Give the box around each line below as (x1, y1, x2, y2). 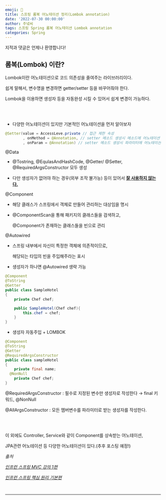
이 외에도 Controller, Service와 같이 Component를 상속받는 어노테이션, (5, 432, 143, 438)
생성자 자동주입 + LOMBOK (12, 329, 66, 335)
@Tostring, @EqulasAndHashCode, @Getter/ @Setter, (12, 159, 123, 165)
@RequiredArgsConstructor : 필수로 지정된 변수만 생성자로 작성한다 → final (5, 390, 153, 396)
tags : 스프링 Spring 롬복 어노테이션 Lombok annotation (5, 26, 112, 31)
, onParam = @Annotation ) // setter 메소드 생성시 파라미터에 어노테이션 (23, 140, 162, 145)
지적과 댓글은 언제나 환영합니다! (5, 45, 66, 50)
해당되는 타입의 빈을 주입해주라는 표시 (12, 253, 85, 259)
